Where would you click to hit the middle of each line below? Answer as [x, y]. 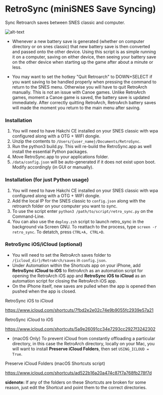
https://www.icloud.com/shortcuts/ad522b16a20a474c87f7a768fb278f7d [78, 373]
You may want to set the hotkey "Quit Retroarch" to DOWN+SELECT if [82, 76]
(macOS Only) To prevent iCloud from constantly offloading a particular [84, 338]
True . [17, 354]
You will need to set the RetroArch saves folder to [62, 255]
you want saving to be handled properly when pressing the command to [84, 82]
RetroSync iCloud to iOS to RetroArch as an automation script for [77, 270]
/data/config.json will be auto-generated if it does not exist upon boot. [84, 162]
